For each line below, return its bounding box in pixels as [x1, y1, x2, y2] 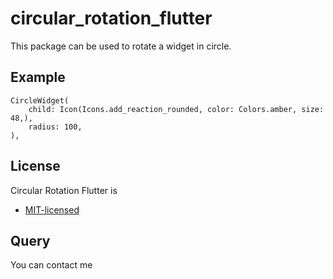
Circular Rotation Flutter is [10, 184, 118, 196]
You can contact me [10, 259, 93, 271]
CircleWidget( [10, 95, 70, 106]
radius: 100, [28, 122, 83, 132]
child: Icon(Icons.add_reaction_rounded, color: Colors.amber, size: [28, 104, 325, 114]
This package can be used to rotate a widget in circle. [10, 40, 232, 52]
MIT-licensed [24, 203, 80, 216]
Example [10, 69, 66, 86]
